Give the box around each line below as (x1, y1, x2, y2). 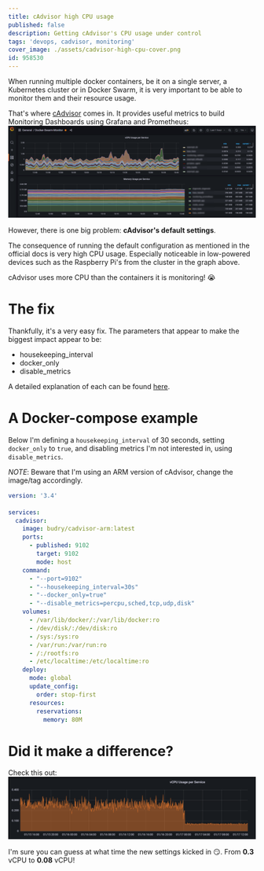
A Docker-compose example (8, 410, 199, 428)
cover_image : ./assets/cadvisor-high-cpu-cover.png (8, 46, 181, 54)
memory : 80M (42, 715, 82, 723)
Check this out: (8, 768, 57, 777)
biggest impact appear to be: (8, 334, 102, 344)
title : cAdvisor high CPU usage (8, 13, 114, 20)
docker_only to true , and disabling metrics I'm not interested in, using (8, 443, 233, 453)
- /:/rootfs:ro (28, 649, 79, 657)
